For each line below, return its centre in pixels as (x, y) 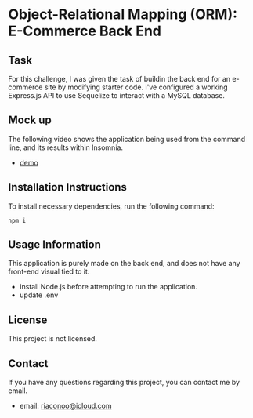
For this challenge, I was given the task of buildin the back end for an (119, 79)
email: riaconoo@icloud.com (65, 406)
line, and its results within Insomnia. (66, 147)
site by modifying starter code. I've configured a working (136, 87)
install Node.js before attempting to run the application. (108, 287)
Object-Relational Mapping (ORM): (123, 15)
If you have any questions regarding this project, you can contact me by (124, 383)
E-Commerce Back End (85, 31)
